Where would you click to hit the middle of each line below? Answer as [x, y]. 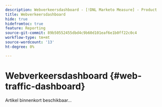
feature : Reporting [25, 28]
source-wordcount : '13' [30, 42]
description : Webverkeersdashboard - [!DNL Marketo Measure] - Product [81, 10]
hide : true [16, 19]
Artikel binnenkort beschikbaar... [39, 100]
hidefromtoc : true [24, 24]
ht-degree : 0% [20, 47]
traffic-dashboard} [45, 86]
